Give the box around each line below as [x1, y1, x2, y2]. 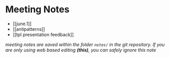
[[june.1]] [12, 21, 32, 27]
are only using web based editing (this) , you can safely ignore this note [5, 47, 156, 53]
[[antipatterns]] [12, 26, 45, 32]
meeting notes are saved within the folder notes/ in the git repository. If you [5, 41, 165, 47]
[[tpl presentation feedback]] [12, 31, 74, 37]
